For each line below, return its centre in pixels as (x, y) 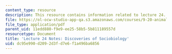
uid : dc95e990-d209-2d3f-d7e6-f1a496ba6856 (52, 44)
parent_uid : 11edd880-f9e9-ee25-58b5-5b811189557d (60, 29)
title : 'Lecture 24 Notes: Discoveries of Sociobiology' (67, 39)
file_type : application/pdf (35, 24)
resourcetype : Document (31, 34)
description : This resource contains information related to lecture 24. (86, 15)
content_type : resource (31, 10)
